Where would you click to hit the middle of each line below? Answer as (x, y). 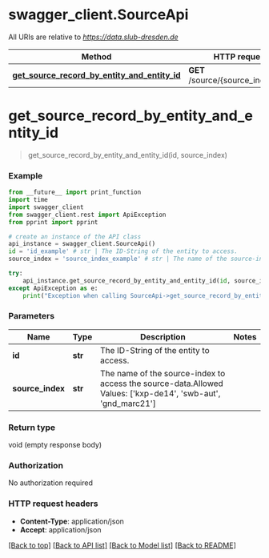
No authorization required (51, 483)
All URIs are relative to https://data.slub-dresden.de (93, 37)
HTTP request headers (53, 504)
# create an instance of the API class (75, 237)
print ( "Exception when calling (75, 295)
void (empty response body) (55, 445)
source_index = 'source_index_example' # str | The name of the (118, 259)
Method (96, 56)
